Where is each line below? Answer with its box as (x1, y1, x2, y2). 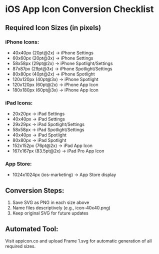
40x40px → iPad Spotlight (12, 132, 66, 138)
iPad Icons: (5, 99, 33, 106)
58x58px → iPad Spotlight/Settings (12, 126, 84, 133)
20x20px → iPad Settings (12, 111, 65, 117)
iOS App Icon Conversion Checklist (5, 3, 154, 15)
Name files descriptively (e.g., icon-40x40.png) (12, 205, 111, 211)
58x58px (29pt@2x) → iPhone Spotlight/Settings (12, 60, 113, 66)
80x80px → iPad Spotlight (12, 137, 66, 143)
